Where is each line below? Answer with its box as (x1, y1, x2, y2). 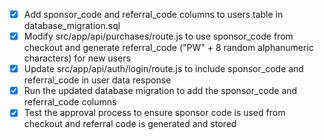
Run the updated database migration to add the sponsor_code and (23, 85, 298, 97)
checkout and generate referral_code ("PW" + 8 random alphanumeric (23, 42, 314, 54)
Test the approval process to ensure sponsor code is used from (23, 107, 286, 119)
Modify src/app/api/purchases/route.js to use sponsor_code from (23, 30, 294, 43)
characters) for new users (23, 52, 131, 64)
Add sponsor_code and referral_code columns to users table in (23, 9, 284, 20)
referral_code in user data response (23, 74, 172, 86)
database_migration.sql (23, 20, 121, 32)
